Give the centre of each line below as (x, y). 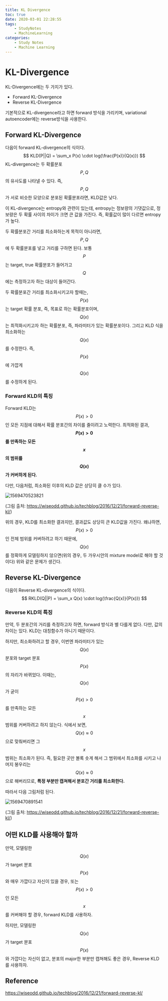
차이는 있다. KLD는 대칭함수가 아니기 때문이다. (50, 631)
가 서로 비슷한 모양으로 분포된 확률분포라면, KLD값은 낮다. (62, 198)
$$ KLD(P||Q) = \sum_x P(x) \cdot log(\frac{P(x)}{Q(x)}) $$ (84, 156)
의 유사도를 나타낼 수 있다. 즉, (34, 181)
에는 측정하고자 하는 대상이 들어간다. (41, 282)
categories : (18, 38)
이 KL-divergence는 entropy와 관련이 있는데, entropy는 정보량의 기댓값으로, (80, 208)
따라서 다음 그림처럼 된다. (30, 791)
